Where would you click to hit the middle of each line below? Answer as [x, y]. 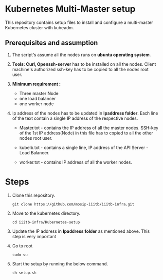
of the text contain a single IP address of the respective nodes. [75, 118]
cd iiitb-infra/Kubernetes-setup [46, 222]
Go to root [22, 246]
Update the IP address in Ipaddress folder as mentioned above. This [81, 231]
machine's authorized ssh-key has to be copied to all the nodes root [80, 69]
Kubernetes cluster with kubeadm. [39, 27]
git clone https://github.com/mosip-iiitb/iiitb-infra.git [73, 204]
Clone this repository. [34, 195]
